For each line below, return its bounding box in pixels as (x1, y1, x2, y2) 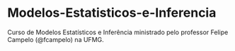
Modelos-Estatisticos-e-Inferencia (7, 5, 217, 21)
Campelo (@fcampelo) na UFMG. (7, 35, 104, 43)
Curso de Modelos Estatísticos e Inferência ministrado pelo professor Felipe (7, 28, 229, 36)
